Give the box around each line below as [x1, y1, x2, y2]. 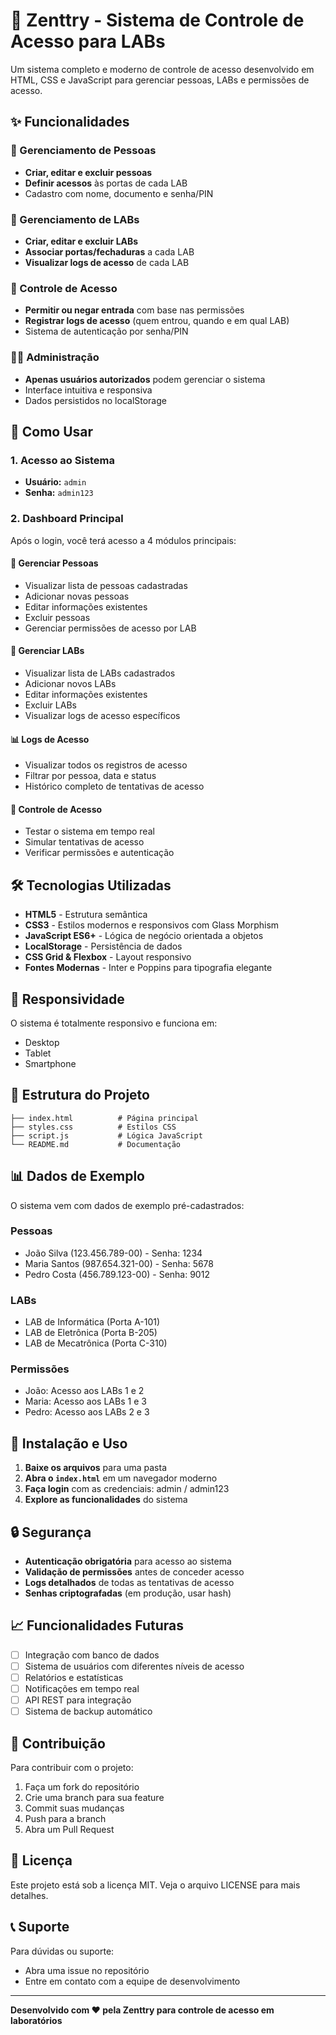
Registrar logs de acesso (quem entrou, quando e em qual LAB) [24, 315, 290, 327]
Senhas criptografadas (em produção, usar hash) [24, 1587, 232, 1599]
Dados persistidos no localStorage [24, 394, 167, 406]
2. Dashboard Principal [10, 512, 124, 526]
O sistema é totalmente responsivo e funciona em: [10, 1017, 218, 1029]
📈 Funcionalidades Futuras [10, 1617, 184, 1634]
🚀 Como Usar [10, 423, 94, 440]
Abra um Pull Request [24, 1824, 115, 1836]
